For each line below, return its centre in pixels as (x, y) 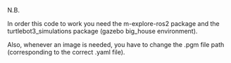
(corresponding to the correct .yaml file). (66, 52)
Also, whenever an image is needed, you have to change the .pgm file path (116, 44)
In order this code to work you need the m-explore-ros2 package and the (113, 23)
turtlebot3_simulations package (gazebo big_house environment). (102, 31)
